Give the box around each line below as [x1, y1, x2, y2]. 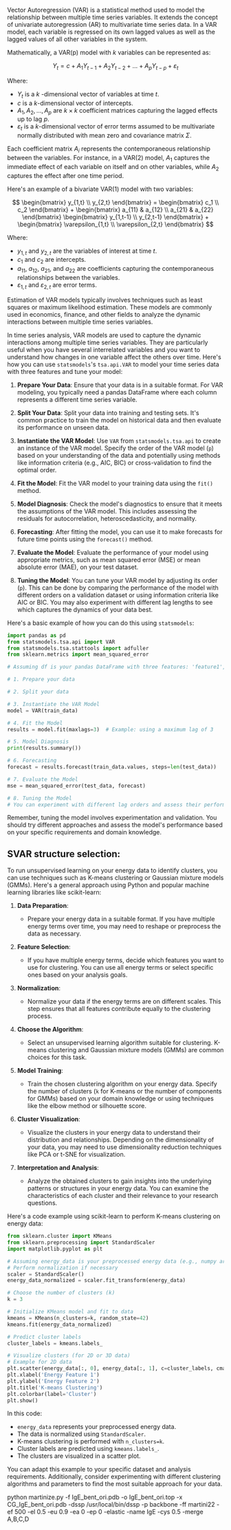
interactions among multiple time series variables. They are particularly [7, 338, 208, 346]
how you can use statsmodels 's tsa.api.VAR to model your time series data [7, 360, 220, 368]
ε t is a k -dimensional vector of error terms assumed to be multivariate [16, 122, 215, 133]
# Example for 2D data [7, 1359, 72, 1366]
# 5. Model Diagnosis [7, 738, 69, 745]
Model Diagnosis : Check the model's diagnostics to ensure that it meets [16, 500, 223, 508]
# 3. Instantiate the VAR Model [7, 700, 100, 707]
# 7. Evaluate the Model [7, 776, 78, 783]
